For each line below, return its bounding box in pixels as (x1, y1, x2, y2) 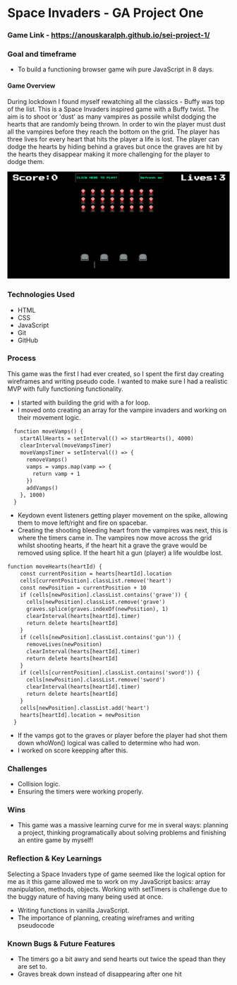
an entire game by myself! (17, 836, 94, 844)
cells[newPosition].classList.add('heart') (20, 704, 150, 711)
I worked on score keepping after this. (17, 746, 128, 754)
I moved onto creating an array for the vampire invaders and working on (17, 405, 227, 414)
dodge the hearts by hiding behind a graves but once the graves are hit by (7, 142, 224, 151)
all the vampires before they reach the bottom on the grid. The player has (7, 127, 220, 136)
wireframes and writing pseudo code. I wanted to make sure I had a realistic (7, 377, 228, 385)
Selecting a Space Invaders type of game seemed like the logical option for (7, 870, 226, 878)
